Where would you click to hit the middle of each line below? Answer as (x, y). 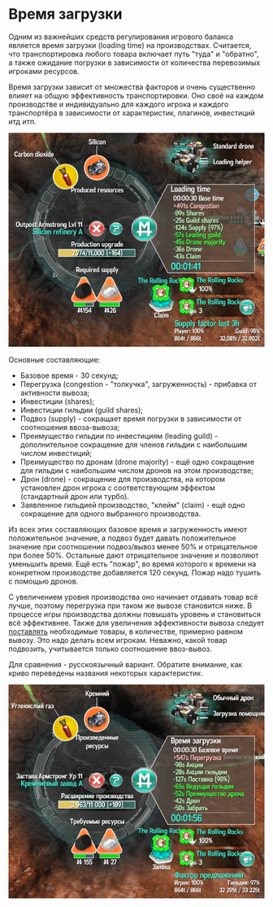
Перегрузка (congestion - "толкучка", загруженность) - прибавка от (139, 384)
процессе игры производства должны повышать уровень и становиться (135, 614)
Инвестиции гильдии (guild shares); (82, 410)
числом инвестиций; (56, 453)
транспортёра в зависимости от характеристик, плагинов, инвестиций (132, 113)
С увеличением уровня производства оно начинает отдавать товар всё (133, 597)
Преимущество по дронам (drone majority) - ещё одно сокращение (137, 462)
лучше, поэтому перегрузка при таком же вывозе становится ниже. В (130, 605)
